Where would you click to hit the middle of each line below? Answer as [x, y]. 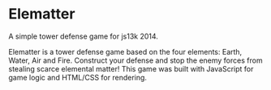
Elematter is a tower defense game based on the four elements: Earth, [125, 51]
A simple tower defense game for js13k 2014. [83, 36]
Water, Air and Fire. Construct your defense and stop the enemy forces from [135, 60]
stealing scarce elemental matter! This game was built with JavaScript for [131, 68]
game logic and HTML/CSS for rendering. [78, 77]
